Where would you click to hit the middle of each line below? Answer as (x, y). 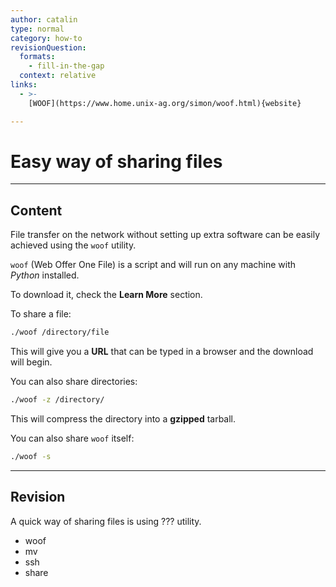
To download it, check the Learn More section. (106, 295)
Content (36, 210)
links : (24, 85)
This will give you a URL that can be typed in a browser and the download (162, 352)
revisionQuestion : (48, 47)
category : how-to (46, 38)
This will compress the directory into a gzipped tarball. (123, 419)
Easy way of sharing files (116, 161)
